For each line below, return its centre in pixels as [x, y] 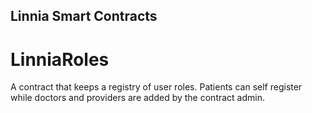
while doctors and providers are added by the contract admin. [138, 98]
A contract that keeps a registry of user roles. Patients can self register [156, 87]
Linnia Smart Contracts [84, 16]
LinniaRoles [60, 59]
